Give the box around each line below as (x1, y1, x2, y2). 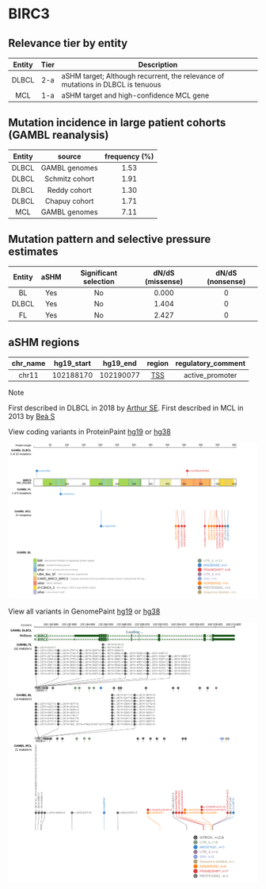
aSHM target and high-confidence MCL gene (61, 90, 210, 100)
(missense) (145, 276, 184, 286)
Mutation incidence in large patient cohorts (8, 116, 226, 129)
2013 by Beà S (8, 412, 55, 421)
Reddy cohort (47, 185, 93, 194)
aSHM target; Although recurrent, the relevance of (61, 71, 225, 80)
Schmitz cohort (44, 174, 95, 183)
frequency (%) (104, 152, 154, 161)
